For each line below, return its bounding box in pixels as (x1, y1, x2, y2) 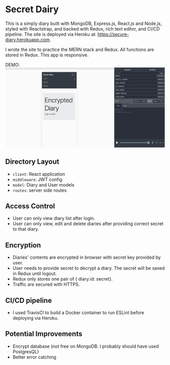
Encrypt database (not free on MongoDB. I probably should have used (12, 343, 159, 349)
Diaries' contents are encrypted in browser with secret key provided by (12, 254, 161, 260)
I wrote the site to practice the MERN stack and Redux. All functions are (5, 46, 154, 52)
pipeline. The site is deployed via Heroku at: (5, 31, 97, 37)
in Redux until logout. (12, 270, 57, 277)
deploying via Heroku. (12, 315, 59, 321)
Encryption (5, 240, 41, 250)
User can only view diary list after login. (12, 215, 95, 222)
